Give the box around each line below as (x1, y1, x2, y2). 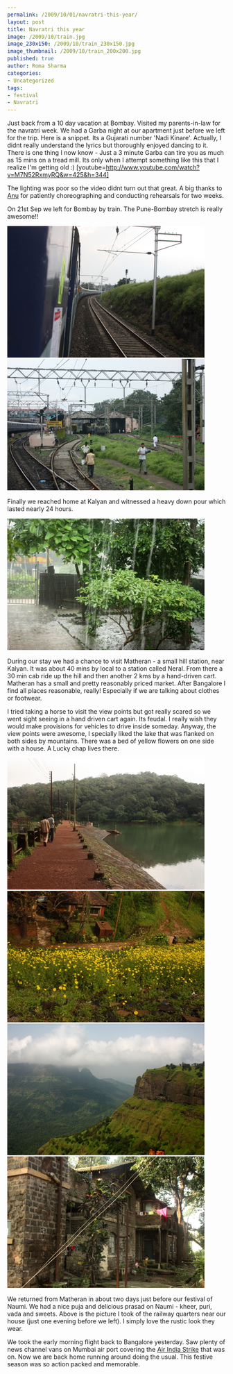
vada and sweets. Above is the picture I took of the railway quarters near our (7, 1309, 226, 1318)
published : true (7, 56, 54, 62)
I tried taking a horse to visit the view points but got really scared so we (7, 707, 212, 716)
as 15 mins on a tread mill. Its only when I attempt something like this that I (7, 156, 219, 165)
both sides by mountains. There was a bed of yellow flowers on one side (7, 737, 214, 746)
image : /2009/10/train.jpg (7, 33, 85, 40)
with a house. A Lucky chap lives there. (7, 744, 119, 753)
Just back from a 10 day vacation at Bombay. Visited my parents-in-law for (7, 119, 221, 128)
